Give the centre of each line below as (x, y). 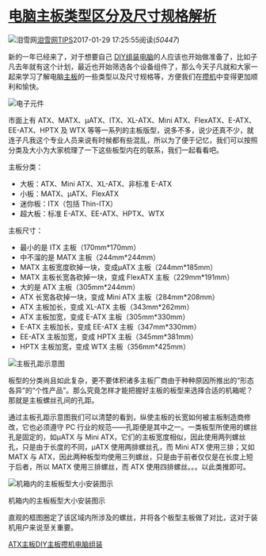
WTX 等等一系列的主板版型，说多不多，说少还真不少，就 (161, 130)
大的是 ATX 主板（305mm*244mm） (80, 287)
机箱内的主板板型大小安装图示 (57, 500)
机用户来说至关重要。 (43, 527)
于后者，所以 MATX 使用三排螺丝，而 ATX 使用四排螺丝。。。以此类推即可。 (129, 466)
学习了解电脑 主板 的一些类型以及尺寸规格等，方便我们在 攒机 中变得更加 (136, 76)
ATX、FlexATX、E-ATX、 (215, 120)
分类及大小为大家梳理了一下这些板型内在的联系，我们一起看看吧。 (116, 150)
